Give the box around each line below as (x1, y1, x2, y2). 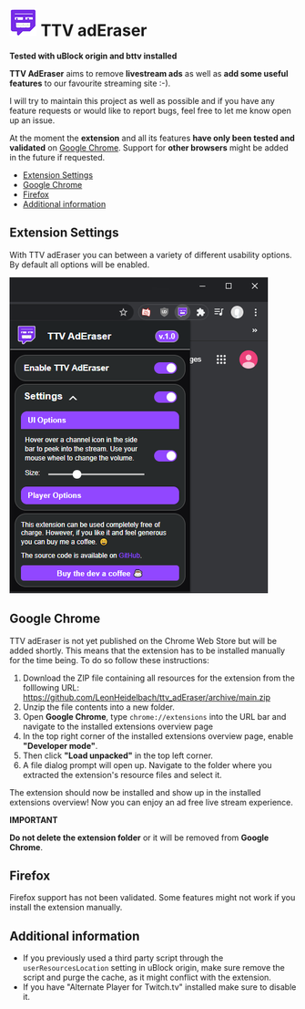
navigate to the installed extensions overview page (22, 721, 214, 732)
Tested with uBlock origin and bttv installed (9, 50, 178, 61)
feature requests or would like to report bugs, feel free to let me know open (9, 105, 291, 116)
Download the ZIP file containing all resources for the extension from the (22, 672, 296, 683)
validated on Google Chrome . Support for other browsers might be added (9, 141, 289, 153)
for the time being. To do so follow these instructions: (9, 654, 209, 665)
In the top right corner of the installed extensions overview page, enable (22, 730, 294, 742)
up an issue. (9, 114, 56, 126)
